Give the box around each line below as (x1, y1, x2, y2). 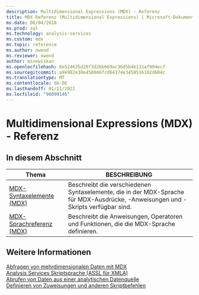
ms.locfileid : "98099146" (6, 91, 70, 97)
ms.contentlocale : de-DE (6, 81, 68, 86)
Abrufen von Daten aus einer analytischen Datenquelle (6, 275, 139, 283)
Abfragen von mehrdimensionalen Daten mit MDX (6, 263, 127, 270)
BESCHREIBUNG (105, 170, 153, 178)
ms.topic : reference (6, 42, 57, 48)
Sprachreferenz (9, 220, 53, 228)
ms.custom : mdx (6, 36, 44, 42)
